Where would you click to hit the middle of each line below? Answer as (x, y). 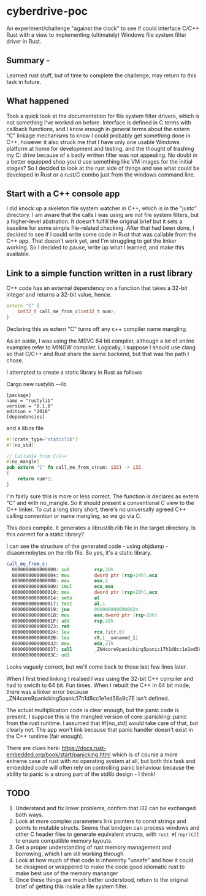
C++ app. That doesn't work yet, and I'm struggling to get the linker (91, 241)
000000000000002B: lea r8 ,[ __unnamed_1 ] (75, 638)
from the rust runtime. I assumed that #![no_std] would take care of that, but (102, 723)
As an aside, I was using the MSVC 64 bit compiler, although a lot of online (101, 341)
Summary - (28, 60)
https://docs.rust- (84, 748)
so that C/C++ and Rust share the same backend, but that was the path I (98, 354)
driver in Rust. (24, 41)
